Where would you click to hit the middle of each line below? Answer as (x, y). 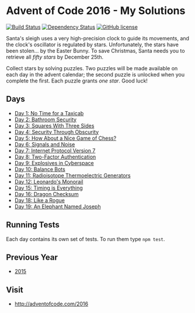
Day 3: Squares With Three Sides (54, 125)
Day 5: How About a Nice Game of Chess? (65, 138)
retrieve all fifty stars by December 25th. (55, 57)
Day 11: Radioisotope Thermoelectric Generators (72, 175)
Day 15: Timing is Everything (48, 188)
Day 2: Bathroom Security (46, 119)
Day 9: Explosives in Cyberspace (54, 163)
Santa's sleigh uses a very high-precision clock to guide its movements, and (98, 38)
